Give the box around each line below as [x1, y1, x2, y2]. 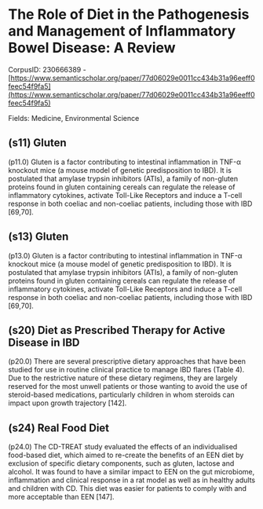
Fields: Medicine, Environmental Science [8, 113, 140, 123]
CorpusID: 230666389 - [8, 64, 86, 74]
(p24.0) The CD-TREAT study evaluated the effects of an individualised [8, 442, 238, 452]
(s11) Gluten [8, 136, 67, 150]
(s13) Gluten [8, 230, 69, 244]
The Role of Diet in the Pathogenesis [8, 5, 250, 24]
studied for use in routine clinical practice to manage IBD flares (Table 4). [8, 365, 245, 375]
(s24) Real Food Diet [8, 421, 110, 434]
